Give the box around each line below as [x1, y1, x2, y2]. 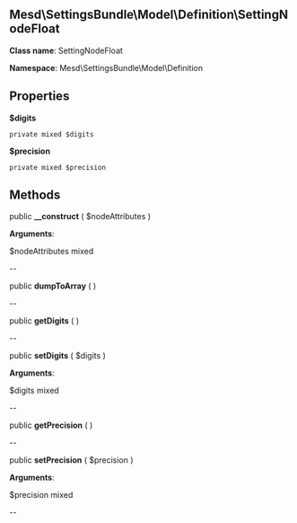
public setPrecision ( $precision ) [9, 455, 134, 465]
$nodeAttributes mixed [9, 246, 94, 257]
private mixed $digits [9, 129, 94, 138]
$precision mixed [9, 490, 74, 501]
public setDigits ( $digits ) [9, 350, 106, 361]
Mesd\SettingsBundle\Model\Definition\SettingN [9, 7, 289, 22]
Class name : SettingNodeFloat [9, 45, 124, 56]
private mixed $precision [9, 163, 106, 172]
